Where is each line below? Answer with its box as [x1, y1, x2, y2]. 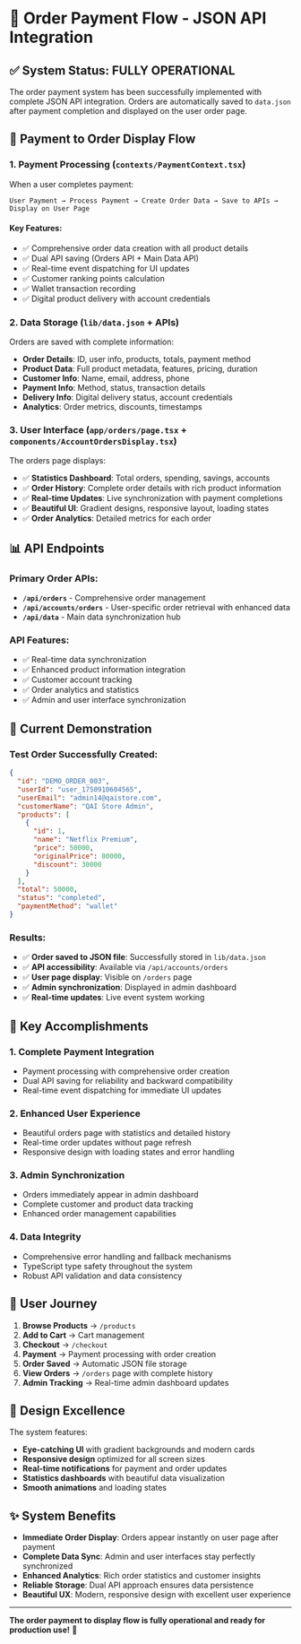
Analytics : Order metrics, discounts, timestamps [21, 402, 203, 412]
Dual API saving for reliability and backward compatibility [21, 1075, 233, 1086]
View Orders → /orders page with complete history [21, 1367, 213, 1379]
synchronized [21, 1561, 73, 1571]
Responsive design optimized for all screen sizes [21, 1454, 206, 1465]
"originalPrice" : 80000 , [32, 852, 126, 861]
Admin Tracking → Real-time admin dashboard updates [21, 1377, 229, 1388]
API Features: [9, 634, 70, 646]
